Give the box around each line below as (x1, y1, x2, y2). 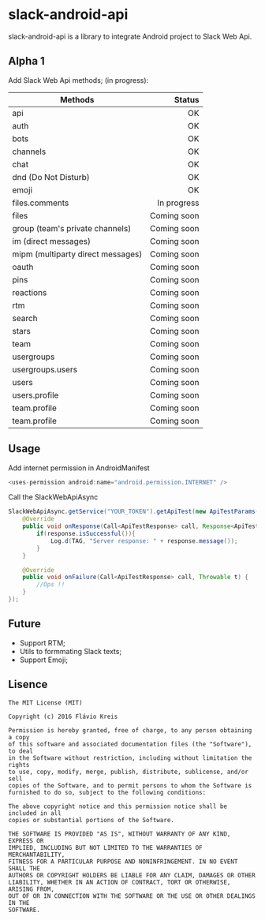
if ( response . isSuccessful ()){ (36, 530, 136, 538)
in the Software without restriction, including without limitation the (8, 754, 252, 762)
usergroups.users (12, 364, 77, 375)
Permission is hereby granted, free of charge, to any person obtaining (8, 726, 252, 735)
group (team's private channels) (12, 223, 132, 234)
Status (174, 94, 200, 105)
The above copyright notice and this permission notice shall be (8, 802, 227, 810)
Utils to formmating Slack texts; (19, 646, 122, 656)
